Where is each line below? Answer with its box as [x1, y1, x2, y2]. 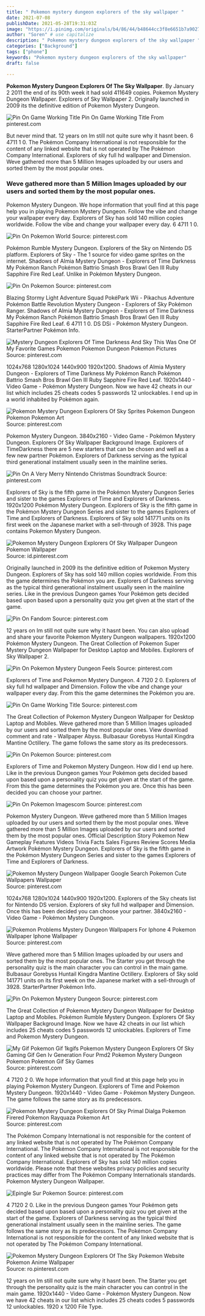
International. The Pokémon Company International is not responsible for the [6, 1145, 198, 1152]
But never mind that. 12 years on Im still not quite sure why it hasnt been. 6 [6, 132, 194, 139]
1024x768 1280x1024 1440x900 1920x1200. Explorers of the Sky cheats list [6, 894, 196, 902]
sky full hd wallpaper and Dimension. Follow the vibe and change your [6, 683, 183, 690]
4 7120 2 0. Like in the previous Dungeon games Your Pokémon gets [6, 1201, 178, 1208]
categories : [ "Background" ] [6, 43, 78, 50]
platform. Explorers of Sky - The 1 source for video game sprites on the [6, 251, 185, 258]
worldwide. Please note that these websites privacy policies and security [6, 1164, 190, 1172]
